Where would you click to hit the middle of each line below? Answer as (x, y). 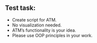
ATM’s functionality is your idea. (44, 30)
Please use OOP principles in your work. (52, 35)
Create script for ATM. (34, 20)
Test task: (20, 8)
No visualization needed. (37, 25)
